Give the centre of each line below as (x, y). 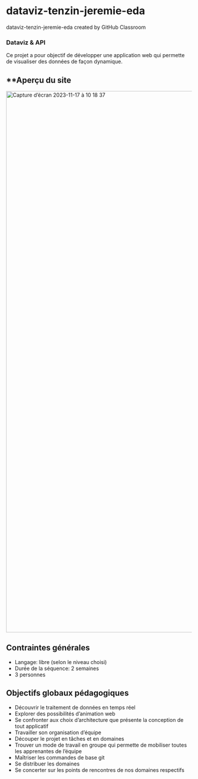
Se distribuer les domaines (47, 764)
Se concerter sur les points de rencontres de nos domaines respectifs (99, 770)
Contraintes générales (48, 648)
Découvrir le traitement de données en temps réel (75, 707)
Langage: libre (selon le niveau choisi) (61, 662)
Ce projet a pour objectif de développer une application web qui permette (95, 55)
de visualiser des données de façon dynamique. (64, 62)
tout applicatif (32, 726)
